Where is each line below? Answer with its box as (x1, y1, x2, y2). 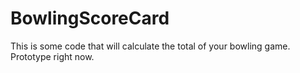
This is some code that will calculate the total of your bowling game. (10, 40, 291, 52)
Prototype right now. (10, 50, 95, 62)
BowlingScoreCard (10, 7, 170, 30)
